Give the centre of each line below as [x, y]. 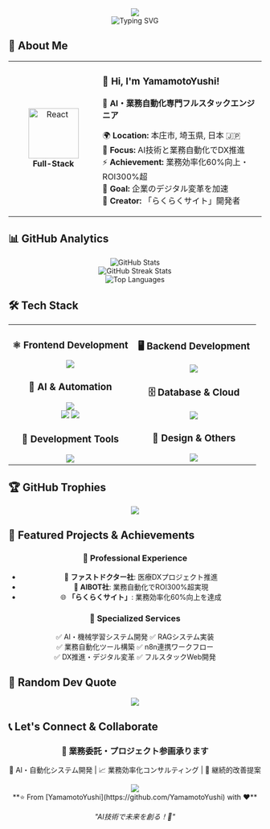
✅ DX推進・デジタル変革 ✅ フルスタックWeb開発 [135, 657]
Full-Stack [53, 163]
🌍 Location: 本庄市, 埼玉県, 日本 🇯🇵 [172, 135]
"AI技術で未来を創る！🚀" [135, 817]
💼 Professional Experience [135, 558]
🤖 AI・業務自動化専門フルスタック [167, 103]
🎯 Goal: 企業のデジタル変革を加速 [166, 188]
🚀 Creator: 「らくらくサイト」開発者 [172, 200]
